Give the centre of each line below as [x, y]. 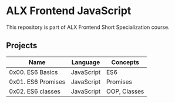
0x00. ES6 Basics [33, 72]
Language [86, 62]
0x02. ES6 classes [35, 91]
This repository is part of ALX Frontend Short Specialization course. [88, 27]
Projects [22, 46]
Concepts [125, 62]
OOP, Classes [125, 91]
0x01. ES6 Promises [37, 82]
